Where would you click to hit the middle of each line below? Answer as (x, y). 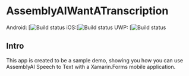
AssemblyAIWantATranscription (87, 11)
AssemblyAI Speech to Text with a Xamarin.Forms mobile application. (91, 66)
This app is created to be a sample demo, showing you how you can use (94, 60)
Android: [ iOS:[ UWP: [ (69, 27)
